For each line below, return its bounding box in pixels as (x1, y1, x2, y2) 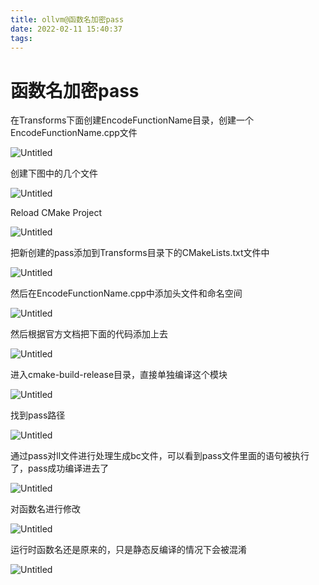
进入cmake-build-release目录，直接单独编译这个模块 (10, 369, 228, 381)
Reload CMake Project (10, 207, 102, 219)
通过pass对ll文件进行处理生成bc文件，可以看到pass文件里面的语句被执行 (10, 450, 310, 462)
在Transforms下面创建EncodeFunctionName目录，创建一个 (10, 114, 254, 126)
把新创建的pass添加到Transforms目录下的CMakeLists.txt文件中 (10, 247, 270, 259)
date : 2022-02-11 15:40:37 (10, 24, 123, 34)
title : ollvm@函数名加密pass (10, 14, 125, 25)
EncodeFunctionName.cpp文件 (10, 127, 138, 139)
